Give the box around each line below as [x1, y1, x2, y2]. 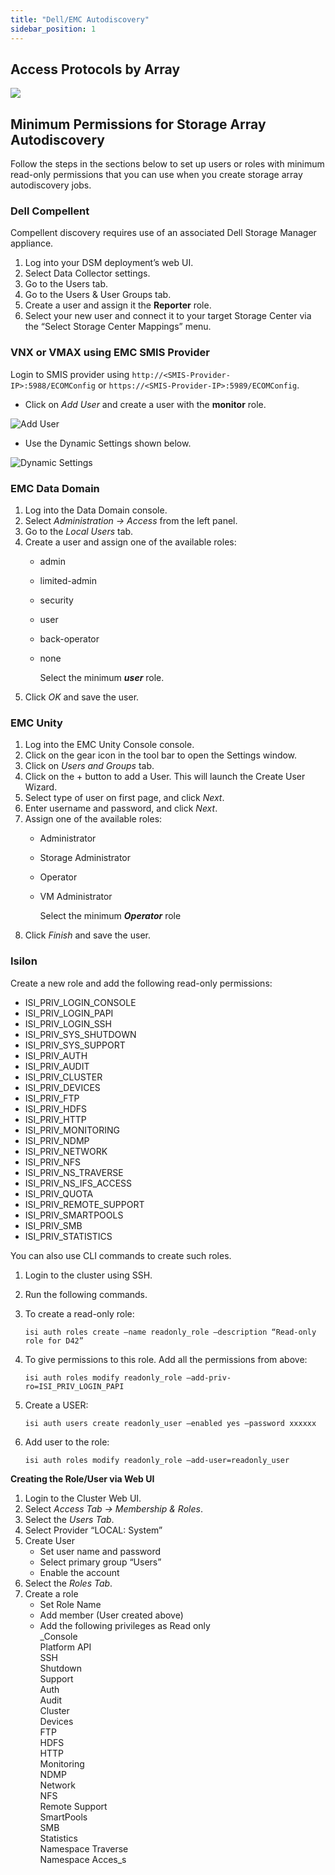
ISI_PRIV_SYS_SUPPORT [24, 1039, 126, 1051]
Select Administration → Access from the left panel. [24, 515, 238, 527]
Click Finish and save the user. [24, 929, 151, 941]
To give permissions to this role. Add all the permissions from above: [24, 1353, 308, 1365]
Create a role [24, 1587, 79, 1600]
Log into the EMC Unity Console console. [24, 739, 195, 751]
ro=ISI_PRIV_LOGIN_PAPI [24, 1381, 125, 1391]
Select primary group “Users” [39, 1556, 162, 1568]
